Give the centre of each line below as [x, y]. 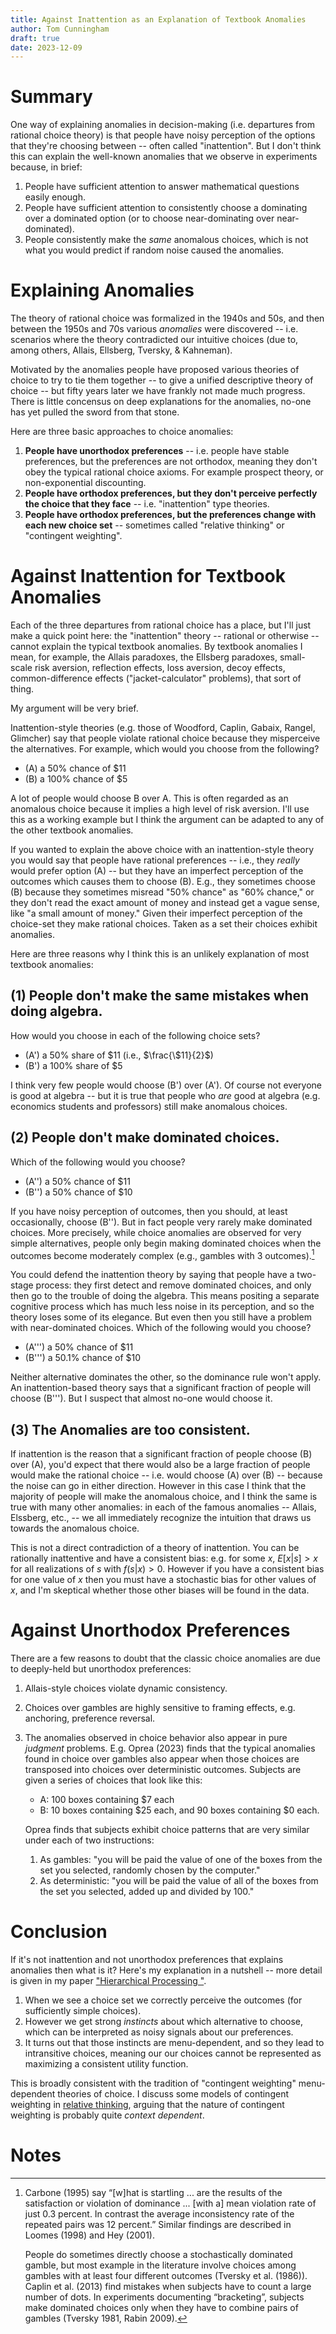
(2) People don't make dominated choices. [145, 1137]
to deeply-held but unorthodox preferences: [101, 1669]
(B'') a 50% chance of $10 [78, 1192]
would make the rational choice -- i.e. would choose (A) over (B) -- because [166, 1475]
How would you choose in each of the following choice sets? [135, 1035]
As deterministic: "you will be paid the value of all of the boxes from [179, 1881]
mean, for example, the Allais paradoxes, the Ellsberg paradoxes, [144, 657]
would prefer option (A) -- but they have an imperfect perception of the [157, 871]
